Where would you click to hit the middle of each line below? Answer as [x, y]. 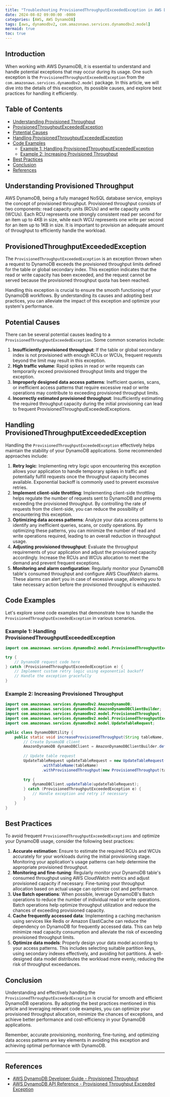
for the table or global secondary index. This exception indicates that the [81, 270]
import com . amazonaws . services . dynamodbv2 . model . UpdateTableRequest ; [80, 723]
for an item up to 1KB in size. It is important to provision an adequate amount [85, 225]
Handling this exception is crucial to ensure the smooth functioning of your [83, 290]
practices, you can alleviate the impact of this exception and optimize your [83, 301]
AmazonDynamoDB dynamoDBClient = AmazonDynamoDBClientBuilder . [91, 747]
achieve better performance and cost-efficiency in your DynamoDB [75, 1020]
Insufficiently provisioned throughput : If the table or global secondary [87, 350]
